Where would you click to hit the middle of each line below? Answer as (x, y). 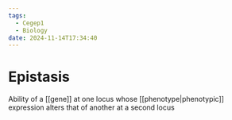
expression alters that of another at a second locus (91, 107)
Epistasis (39, 77)
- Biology (31, 30)
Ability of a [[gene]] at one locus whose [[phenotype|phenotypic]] (116, 99)
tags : (17, 15)
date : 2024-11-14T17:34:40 (53, 38)
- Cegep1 (30, 23)
